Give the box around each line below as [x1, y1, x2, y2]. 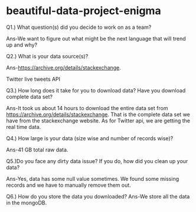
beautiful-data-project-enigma [6, 4, 161, 18]
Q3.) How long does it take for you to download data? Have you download [6, 87, 186, 94]
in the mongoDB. [6, 199, 47, 206]
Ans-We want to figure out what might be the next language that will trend [6, 35, 186, 42]
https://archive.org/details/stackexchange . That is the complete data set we [6, 111, 190, 118]
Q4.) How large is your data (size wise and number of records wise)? [6, 134, 174, 142]
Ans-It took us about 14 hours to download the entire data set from [6, 104, 168, 111]
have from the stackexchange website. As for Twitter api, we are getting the [6, 117, 191, 124]
